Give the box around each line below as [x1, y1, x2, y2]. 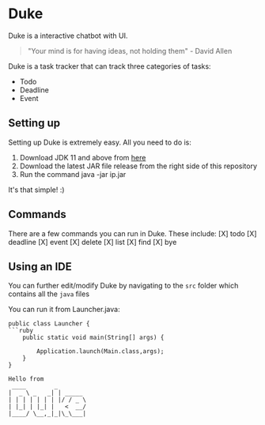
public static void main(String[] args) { [22, 333, 165, 342]
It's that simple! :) [8, 185, 65, 194]
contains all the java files [8, 289, 89, 299]
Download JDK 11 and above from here [19, 152, 146, 162]
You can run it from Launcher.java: [8, 305, 120, 314]
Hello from [8, 375, 44, 383]
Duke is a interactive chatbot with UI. [8, 31, 128, 40]
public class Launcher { [8, 320, 90, 328]
